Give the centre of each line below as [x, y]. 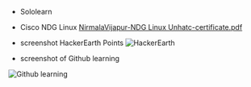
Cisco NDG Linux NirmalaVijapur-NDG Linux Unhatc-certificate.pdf [131, 27]
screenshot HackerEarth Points [71, 43]
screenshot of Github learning [69, 58]
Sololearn [36, 12]
